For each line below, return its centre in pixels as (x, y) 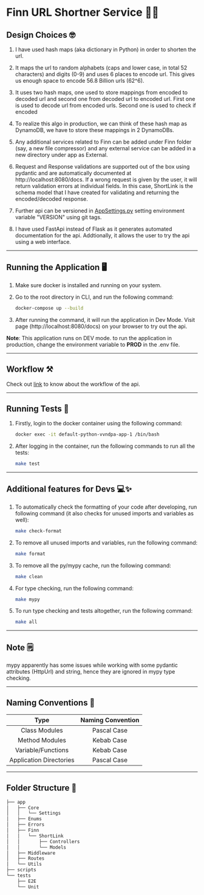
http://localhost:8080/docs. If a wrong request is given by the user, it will (106, 179)
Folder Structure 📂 (42, 788)
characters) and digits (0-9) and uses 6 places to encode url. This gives (105, 74)
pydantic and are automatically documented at (73, 173)
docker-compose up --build (49, 308)
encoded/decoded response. (51, 199)
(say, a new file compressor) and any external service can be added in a (105, 148)
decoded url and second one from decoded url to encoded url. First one (105, 99)
